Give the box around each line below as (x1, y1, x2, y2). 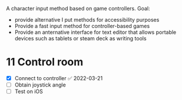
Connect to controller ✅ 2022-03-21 (14, 74, 103, 81)
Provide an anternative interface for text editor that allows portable (14, 29, 177, 36)
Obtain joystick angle (14, 81, 66, 88)
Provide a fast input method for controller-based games (14, 23, 150, 29)
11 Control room (6, 56, 84, 69)
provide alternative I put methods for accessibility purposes (14, 16, 160, 23)
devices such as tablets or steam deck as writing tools (14, 35, 147, 42)
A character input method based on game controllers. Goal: (6, 5, 150, 12)
